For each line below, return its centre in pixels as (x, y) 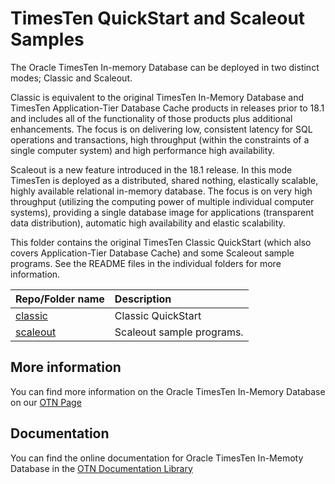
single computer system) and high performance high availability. (142, 150)
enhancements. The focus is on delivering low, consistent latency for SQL (161, 129)
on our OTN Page (46, 402)
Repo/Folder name (60, 299)
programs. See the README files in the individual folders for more (146, 263)
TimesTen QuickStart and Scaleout (158, 18)
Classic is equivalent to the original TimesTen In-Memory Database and (157, 97)
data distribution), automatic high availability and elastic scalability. (148, 223)
